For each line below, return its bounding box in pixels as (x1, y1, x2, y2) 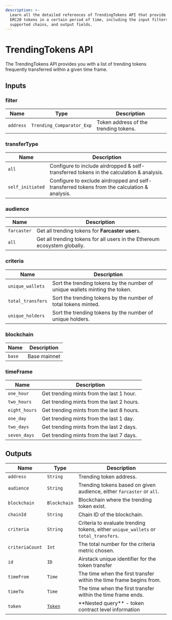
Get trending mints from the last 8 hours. (41, 407, 139, 414)
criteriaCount (8, 544, 42, 550)
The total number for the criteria (78, 540, 155, 548)
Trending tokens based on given (78, 481, 156, 489)
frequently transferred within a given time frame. (5, 66, 108, 72)
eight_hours (8, 407, 37, 414)
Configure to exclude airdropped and (49, 177, 138, 184)
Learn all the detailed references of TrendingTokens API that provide (10, 12, 166, 17)
